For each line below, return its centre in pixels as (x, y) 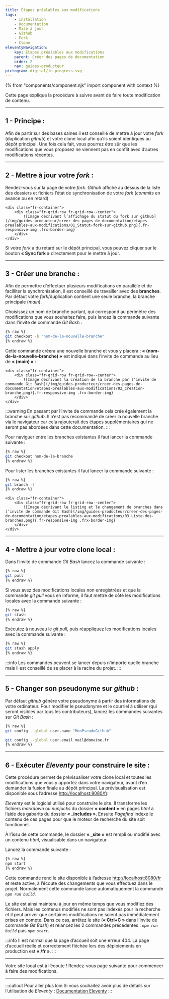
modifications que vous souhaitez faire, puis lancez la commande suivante (82, 317)
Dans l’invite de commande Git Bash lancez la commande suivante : (75, 562)
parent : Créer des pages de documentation (59, 57)
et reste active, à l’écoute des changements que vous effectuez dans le (79, 883)
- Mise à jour (29, 29)
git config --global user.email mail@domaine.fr (57, 740)
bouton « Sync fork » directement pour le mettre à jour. (63, 253)
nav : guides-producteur (39, 66)
